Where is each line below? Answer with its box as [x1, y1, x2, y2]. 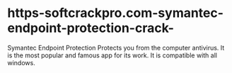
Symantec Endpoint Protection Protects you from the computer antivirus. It [7, 43, 225, 52]
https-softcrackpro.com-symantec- [7, 5, 224, 21]
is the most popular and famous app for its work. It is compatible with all [7, 51, 218, 60]
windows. [7, 58, 35, 67]
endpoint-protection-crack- [7, 20, 175, 36]
